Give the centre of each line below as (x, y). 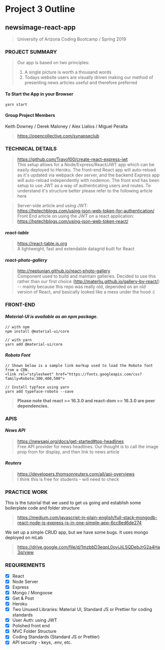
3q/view (25, 552)
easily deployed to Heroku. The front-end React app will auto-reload (86, 170)
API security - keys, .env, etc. (42, 643)
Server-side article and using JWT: (52, 205)
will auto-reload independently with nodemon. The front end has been (88, 180)
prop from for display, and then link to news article (68, 452)
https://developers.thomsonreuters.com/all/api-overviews (76, 474)
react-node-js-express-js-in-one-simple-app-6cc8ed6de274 (79, 523)
